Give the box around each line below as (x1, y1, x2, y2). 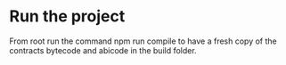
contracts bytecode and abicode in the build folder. (9, 45, 198, 55)
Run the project (9, 6, 126, 27)
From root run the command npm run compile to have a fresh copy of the (9, 36, 278, 46)
